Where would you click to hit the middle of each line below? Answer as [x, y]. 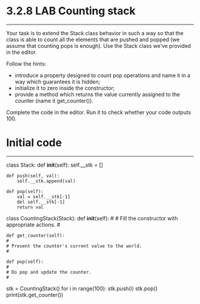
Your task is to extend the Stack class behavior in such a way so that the [95, 33]
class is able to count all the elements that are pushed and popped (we [93, 39]
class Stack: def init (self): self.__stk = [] [54, 165]
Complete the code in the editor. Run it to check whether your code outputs [99, 112]
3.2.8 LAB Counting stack [71, 11]
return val [30, 207]
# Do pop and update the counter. [49, 272]
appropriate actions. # [33, 225]
